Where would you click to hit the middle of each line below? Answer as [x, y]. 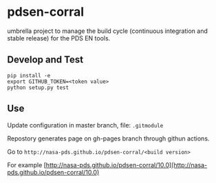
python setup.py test [38, 87]
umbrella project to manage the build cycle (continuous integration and [107, 31]
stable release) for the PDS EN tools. [59, 38]
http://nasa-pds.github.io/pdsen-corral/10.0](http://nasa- [127, 164]
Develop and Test [45, 60]
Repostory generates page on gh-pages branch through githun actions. [108, 138]
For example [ [27, 164]
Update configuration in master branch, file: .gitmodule [85, 125]
